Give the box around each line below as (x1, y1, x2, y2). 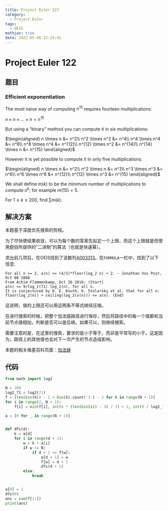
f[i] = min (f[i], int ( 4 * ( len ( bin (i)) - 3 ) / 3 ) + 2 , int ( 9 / (14, 404, 149, 409)
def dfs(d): (5, 427, 30, 432)
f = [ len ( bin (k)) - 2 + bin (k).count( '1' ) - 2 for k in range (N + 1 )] (5, 395, 155, 400)
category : (5, 12, 26, 17)
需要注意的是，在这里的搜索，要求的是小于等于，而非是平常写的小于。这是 (5, 330, 158, 336)
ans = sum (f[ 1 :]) (5, 496, 41, 501)
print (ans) (5, 500, 28, 506)
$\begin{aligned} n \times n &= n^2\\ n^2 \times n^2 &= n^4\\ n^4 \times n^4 (5, 136, 161, 142)
